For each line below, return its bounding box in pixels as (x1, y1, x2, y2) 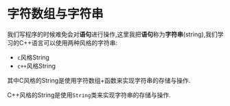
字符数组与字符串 (7, 6, 104, 22)
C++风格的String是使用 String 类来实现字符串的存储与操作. (7, 90, 171, 99)
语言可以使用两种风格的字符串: (31, 38, 118, 47)
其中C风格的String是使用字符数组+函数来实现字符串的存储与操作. (7, 76, 191, 84)
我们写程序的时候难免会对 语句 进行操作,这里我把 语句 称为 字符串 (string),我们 (7, 30, 218, 38)
